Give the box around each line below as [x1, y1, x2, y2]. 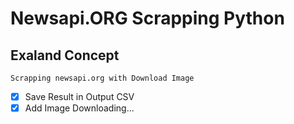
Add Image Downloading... [24, 102, 135, 114]
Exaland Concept [10, 47, 120, 64]
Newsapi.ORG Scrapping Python [10, 7, 285, 30]
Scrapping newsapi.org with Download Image [10, 73, 195, 83]
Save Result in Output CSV [24, 91, 135, 102]
